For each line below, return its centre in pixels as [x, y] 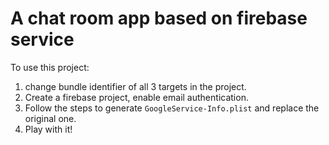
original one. [50, 118]
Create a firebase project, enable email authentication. [136, 97]
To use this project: [50, 67]
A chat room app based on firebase [159, 18]
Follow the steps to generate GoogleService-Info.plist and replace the [172, 108]
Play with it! [48, 129]
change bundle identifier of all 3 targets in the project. [135, 86]
